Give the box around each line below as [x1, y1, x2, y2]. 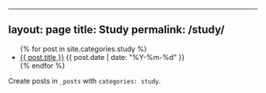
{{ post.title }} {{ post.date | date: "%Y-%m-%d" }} [19, 52, 185, 61]
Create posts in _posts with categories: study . [8, 76, 161, 85]
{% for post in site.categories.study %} [19, 44, 148, 54]
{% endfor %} [19, 61, 66, 70]
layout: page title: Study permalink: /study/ [8, 23, 225, 36]
